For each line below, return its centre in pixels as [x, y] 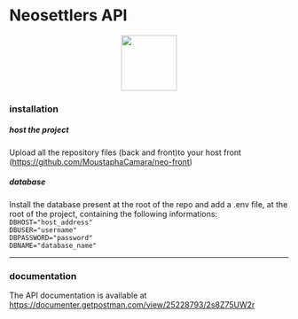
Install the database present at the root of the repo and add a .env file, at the [149, 204]
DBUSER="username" [43, 230]
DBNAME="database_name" [53, 245]
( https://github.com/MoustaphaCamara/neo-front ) [101, 161]
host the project [39, 130]
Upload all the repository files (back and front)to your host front [125, 152]
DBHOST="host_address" [51, 222]
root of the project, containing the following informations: [114, 214]
